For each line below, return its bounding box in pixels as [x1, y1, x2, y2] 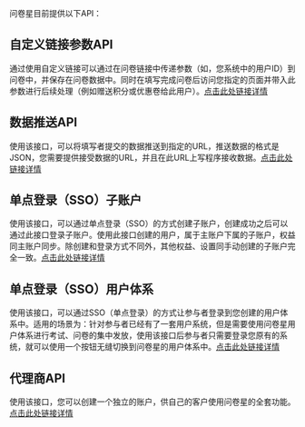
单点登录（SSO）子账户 [9, 193, 143, 208]
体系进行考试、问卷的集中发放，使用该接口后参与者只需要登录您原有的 [16, 330, 280, 341]
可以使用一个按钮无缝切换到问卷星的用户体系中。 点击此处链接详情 [33, 342, 280, 353]
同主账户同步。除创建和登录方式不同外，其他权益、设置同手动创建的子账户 [9, 241, 288, 252]
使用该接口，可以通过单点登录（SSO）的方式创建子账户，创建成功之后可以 [9, 218, 289, 229]
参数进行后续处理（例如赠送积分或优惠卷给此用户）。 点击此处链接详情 [9, 85, 268, 96]
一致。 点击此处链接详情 [16, 253, 105, 263]
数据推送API [9, 114, 78, 130]
